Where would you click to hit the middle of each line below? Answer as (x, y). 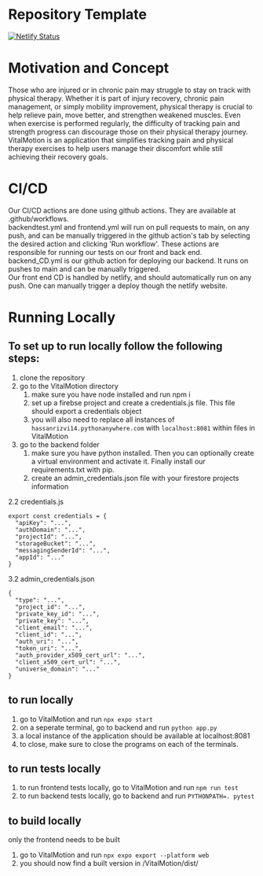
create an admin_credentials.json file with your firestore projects (135, 478)
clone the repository (52, 377)
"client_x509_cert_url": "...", (68, 662)
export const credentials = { (58, 516)
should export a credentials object (86, 411)
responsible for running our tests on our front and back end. (105, 252)
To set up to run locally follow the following (115, 347)
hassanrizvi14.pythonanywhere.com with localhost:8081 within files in (143, 427)
